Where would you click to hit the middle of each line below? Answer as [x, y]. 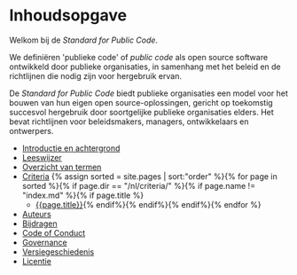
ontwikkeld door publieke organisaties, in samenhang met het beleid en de [145, 67]
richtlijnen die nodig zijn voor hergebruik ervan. [95, 75]
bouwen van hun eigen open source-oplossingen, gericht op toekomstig [141, 102]
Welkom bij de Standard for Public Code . [83, 40]
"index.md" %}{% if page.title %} [83, 195]
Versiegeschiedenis [58, 251]
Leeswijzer [42, 157]
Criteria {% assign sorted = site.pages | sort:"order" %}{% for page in [149, 176]
